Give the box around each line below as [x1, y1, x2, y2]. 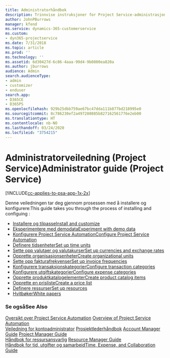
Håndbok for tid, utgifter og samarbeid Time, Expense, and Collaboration [5, 342, 156, 348]
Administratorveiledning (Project [5, 152, 147, 163]
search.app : [5, 92, 30, 97]
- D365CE [5, 97, 24, 102]
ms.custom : [5, 31, 28, 36]
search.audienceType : [5, 74, 51, 79]
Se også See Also [5, 303, 48, 310]
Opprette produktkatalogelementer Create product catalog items [12, 274, 146, 280]
